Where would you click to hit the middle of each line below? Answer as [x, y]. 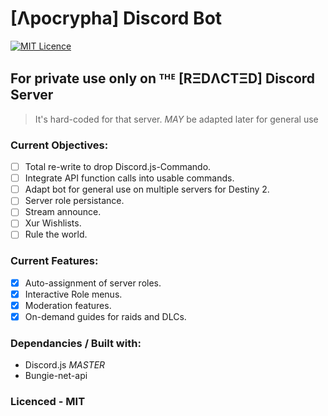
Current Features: [54, 261]
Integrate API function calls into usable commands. [129, 178]
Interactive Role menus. [73, 294]
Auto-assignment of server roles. [93, 283]
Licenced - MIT [48, 402]
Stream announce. [63, 212]
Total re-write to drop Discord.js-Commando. [118, 167]
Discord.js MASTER [65, 365]
